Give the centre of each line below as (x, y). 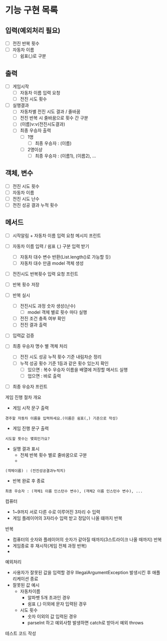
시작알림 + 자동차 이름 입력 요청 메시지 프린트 (57, 235)
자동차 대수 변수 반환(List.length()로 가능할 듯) (65, 257)
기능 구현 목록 (32, 10)
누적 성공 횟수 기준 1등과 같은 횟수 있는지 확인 (64, 363)
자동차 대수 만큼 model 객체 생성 (52, 263)
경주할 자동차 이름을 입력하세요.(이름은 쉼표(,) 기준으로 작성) (62, 418)
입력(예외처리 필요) (33, 30)
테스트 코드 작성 (21, 633)
